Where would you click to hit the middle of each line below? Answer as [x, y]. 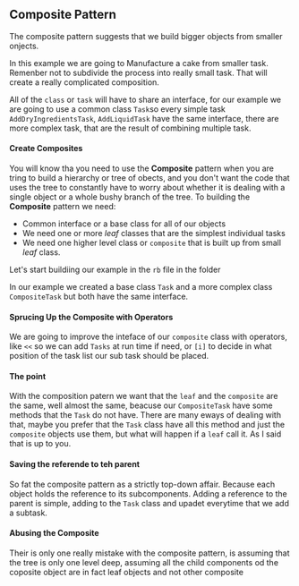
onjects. [24, 46]
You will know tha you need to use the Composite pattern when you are [142, 168]
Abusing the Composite [55, 533]
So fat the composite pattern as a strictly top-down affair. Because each [142, 484]
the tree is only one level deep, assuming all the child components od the [144, 562]
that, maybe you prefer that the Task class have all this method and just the [147, 425]
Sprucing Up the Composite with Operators [91, 317]
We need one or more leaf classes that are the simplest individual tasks [154, 234]
